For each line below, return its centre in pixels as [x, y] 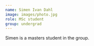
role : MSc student [25, 19]
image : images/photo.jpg [31, 14]
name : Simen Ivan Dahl [29, 10]
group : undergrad [23, 24]
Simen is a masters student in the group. [47, 38]
